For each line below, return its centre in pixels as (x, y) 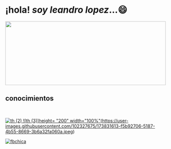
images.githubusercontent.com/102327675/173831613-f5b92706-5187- (80, 126)
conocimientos (30, 98)
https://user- (115, 120)
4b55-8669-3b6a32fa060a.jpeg (39, 131)
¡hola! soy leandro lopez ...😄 (66, 10)
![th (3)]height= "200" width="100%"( (63, 120)
